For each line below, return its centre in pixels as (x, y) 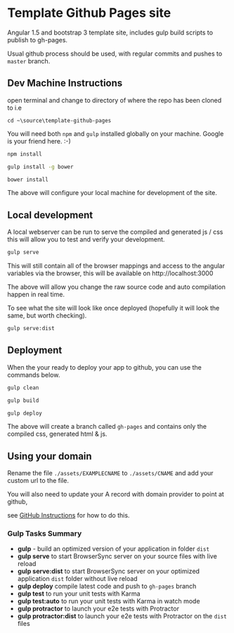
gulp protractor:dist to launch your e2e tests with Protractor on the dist (122, 616)
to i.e (15, 108)
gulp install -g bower (40, 167)
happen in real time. (36, 294)
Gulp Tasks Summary (45, 534)
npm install (25, 154)
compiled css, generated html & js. (57, 434)
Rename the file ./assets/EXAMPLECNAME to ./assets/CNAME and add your (110, 473)
